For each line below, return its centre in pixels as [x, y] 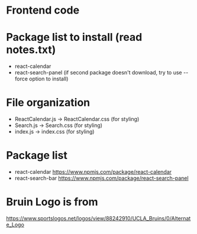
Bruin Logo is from [52, 202]
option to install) [49, 79]
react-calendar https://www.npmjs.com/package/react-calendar [93, 172]
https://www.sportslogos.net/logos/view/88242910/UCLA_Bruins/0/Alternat [98, 218]
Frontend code [43, 10]
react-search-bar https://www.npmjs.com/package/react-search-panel [101, 178]
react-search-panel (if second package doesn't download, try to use [98, 73]
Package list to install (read [74, 38]
